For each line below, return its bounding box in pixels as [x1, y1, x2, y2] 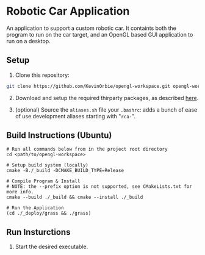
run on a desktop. [6, 37, 51, 45]
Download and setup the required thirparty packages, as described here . [15, 94, 199, 101]
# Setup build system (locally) [6, 162, 88, 168]
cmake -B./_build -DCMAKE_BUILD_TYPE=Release [6, 168, 124, 174]
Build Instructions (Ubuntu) [6, 130, 112, 141]
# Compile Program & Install [6, 178, 81, 184]
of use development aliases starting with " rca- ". [15, 112, 136, 120]
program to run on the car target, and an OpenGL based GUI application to [6, 31, 193, 38]
